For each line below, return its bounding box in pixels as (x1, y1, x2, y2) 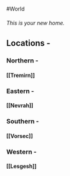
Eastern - (6, 87, 35, 95)
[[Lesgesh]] (6, 163, 37, 170)
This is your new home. (6, 19, 65, 26)
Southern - (6, 117, 40, 126)
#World (6, 5, 25, 12)
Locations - (6, 38, 51, 48)
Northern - (6, 56, 38, 65)
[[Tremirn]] (6, 71, 35, 79)
